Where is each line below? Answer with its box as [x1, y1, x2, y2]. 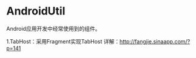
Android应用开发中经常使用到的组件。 [6, 25, 101, 32]
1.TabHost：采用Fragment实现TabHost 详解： [6, 37, 120, 45]
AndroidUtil [6, 4, 66, 18]
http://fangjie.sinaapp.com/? [119, 37, 191, 45]
